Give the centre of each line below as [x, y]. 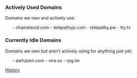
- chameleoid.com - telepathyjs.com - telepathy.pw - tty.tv [71, 27]
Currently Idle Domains [33, 40]
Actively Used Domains [34, 7]
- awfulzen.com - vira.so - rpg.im [46, 60]
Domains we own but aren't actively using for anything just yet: [69, 51]
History [13, 70]
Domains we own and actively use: [40, 18]
